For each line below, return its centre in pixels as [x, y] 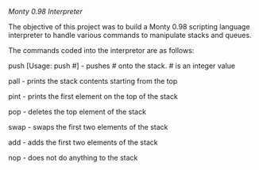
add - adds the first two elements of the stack [83, 142]
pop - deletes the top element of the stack [77, 111]
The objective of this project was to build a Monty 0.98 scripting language [129, 26]
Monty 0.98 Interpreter [46, 11]
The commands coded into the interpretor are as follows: [101, 50]
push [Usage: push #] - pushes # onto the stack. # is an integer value [122, 66]
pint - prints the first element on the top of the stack [93, 96]
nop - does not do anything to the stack [73, 158]
